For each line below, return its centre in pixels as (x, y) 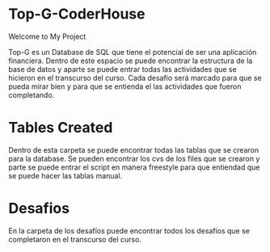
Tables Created (61, 128)
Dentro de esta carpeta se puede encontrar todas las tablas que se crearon (134, 149)
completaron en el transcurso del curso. (75, 239)
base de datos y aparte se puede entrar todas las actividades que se (122, 69)
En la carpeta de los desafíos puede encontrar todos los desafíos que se (129, 230)
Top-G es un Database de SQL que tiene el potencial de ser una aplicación (133, 52)
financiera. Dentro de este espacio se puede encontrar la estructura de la (131, 61)
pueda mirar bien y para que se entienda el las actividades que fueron (125, 86)
